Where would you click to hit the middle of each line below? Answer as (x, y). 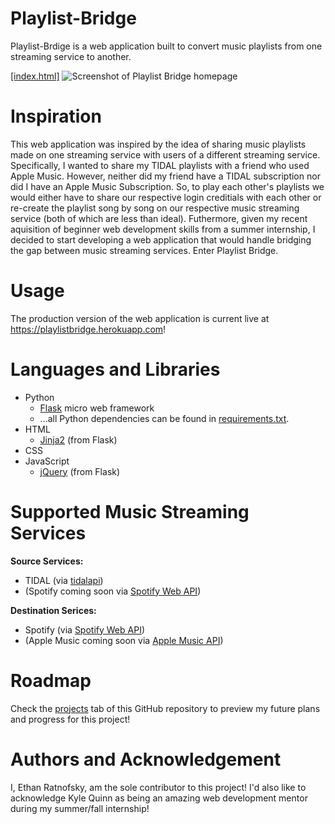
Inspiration (56, 116)
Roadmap (51, 680)
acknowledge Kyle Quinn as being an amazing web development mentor (159, 798)
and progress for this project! (70, 719)
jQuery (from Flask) (80, 471)
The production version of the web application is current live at (140, 318)
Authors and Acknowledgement (146, 759)
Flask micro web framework (97, 408)
